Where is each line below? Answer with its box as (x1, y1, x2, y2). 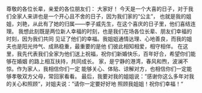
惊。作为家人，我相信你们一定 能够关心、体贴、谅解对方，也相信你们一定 (6, 65, 187, 72)
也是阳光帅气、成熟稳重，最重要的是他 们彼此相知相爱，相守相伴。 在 (11, 43, 183, 50)
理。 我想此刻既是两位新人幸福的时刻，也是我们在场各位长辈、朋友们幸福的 (6, 28, 192, 35)
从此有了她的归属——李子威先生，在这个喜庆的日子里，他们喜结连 (32, 20, 196, 27)
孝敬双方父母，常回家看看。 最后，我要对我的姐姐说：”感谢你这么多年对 (11, 73, 189, 80)
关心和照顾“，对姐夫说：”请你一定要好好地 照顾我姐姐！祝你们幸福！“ (11, 80, 183, 87)
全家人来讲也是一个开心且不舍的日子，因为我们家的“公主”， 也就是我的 (11, 13, 186, 20)
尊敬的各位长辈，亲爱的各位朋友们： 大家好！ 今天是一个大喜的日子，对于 (6, 5, 188, 12)
